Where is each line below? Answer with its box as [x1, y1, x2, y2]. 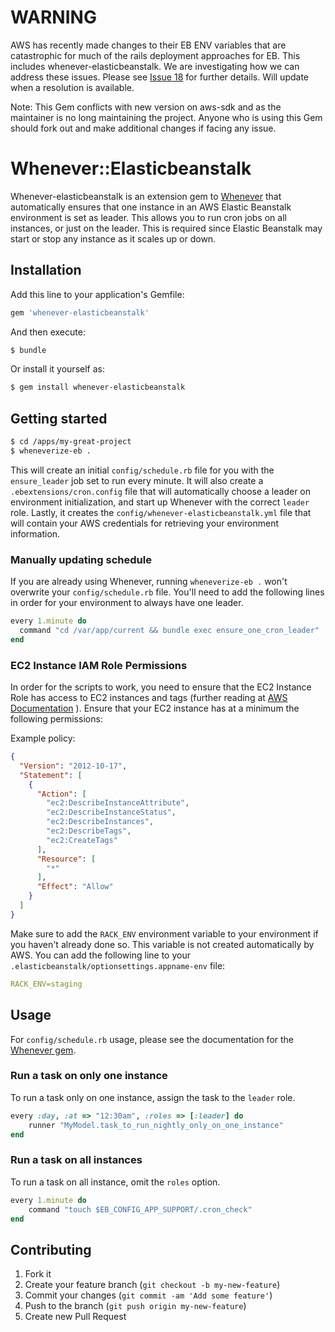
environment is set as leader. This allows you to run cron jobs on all [10, 211, 287, 223]
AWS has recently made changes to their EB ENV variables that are [10, 39, 287, 51]
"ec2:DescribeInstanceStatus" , [46, 807, 177, 818]
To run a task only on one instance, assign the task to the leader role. [10, 1091, 296, 1103]
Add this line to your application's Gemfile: [10, 288, 185, 300]
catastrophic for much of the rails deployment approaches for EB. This [10, 49, 301, 61]
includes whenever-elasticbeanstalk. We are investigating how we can [10, 60, 300, 72]
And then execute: [10, 326, 86, 338]
